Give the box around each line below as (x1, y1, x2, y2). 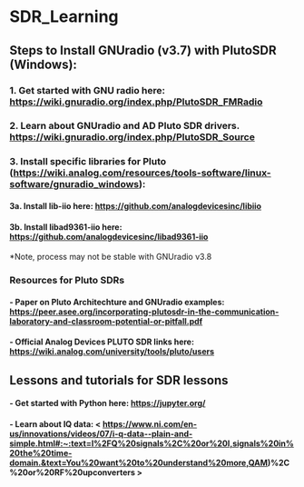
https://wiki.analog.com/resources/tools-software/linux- (13, 166, 271, 179)
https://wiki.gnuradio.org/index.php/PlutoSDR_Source (9, 131, 256, 144)
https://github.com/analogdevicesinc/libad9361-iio (9, 231, 209, 242)
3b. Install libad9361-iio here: (9, 221, 123, 233)
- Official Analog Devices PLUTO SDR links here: (9, 336, 195, 347)
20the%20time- (9, 447, 73, 458)
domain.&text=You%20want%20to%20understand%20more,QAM (9, 457, 269, 468)
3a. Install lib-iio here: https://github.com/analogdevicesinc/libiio (9, 200, 261, 211)
